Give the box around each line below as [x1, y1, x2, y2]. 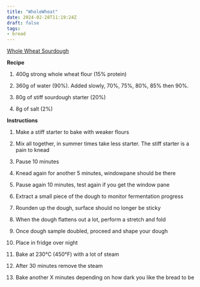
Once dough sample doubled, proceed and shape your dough [15, 228, 168, 235]
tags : [7, 25, 20, 32]
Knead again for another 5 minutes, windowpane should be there [15, 170, 176, 177]
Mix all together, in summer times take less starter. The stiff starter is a [15, 140, 189, 147]
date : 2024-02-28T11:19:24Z [7, 14, 77, 20]
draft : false [7, 20, 40, 26]
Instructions [7, 117, 38, 124]
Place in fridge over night [15, 239, 78, 246]
